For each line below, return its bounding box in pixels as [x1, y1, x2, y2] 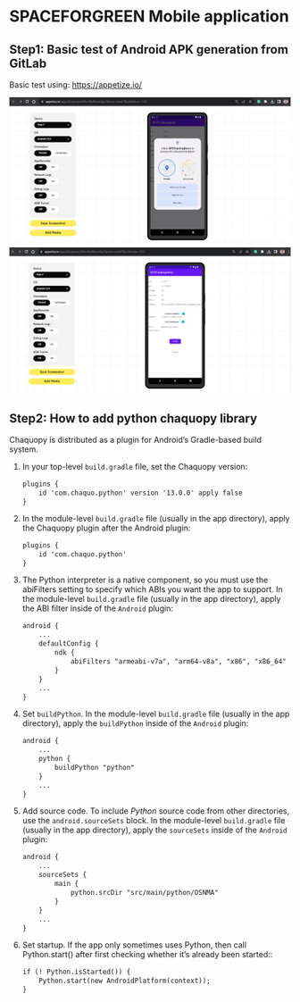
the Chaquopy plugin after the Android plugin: [21, 522, 191, 533]
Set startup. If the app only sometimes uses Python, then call [21, 939, 247, 950]
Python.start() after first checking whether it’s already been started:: [21, 948, 273, 959]
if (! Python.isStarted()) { [21, 967, 131, 976]
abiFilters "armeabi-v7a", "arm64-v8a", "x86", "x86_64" [70, 656, 287, 666]
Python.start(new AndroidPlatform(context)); [38, 976, 212, 985]
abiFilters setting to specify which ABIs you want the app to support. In [21, 583, 283, 595]
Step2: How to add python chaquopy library [9, 411, 257, 426]
